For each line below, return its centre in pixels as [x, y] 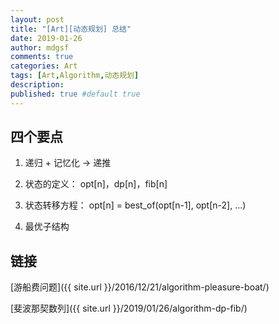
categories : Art [44, 66]
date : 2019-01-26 [46, 38]
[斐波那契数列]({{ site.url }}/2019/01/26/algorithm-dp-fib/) [129, 308]
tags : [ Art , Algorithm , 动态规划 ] [75, 76]
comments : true [42, 57]
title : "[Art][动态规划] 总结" [71, 29]
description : [37, 85]
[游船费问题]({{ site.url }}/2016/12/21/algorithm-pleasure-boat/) [140, 287]
